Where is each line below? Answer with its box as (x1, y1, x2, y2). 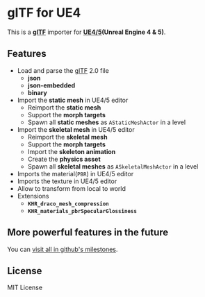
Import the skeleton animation (27, 147, 116, 155)
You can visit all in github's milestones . (7, 245, 118, 253)
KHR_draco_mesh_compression (27, 200, 109, 207)
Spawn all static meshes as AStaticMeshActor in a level (27, 118, 186, 126)
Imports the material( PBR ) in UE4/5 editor (17, 169, 134, 178)
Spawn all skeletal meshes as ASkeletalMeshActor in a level (27, 162, 199, 171)
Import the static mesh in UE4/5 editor (17, 96, 129, 104)
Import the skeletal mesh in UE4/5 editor (17, 125, 135, 133)
